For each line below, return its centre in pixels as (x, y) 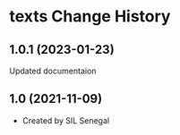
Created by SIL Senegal (66, 120)
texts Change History (90, 17)
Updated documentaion (53, 71)
